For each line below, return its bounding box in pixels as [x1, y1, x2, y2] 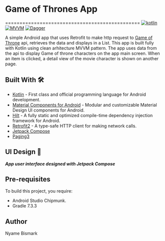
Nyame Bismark [5, 231, 38, 237]
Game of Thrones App [5, 3, 98, 15]
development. [12, 96, 41, 102]
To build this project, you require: [5, 188, 73, 194]
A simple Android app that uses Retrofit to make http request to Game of [5, 35, 153, 40]
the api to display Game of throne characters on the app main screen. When [5, 50, 160, 56]
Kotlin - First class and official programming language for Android [12, 91, 146, 97]
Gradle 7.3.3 [12, 203, 37, 209]
